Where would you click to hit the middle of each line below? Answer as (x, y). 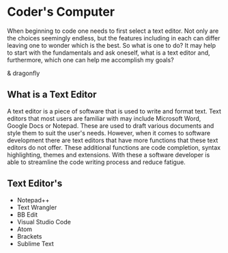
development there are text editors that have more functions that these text (113, 140)
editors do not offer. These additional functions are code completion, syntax (114, 147)
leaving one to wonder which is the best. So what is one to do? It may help (112, 45)
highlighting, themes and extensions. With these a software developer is (109, 155)
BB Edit (27, 214)
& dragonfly (24, 73)
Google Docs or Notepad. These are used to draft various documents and (111, 125)
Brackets (29, 236)
